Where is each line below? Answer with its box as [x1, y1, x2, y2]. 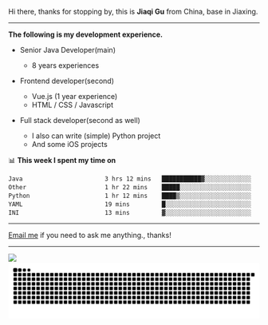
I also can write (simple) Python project [31, 131, 161, 141]
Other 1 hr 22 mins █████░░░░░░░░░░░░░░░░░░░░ [8, 183, 251, 191]
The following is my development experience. [8, 30, 164, 39]
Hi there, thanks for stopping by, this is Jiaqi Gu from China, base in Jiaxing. [8, 7, 258, 16]
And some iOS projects [31, 140, 108, 149]
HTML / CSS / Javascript [31, 100, 114, 109]
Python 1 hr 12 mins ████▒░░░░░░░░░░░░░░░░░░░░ [8, 192, 251, 200]
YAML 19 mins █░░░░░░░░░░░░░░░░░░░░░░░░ [8, 200, 251, 208]
